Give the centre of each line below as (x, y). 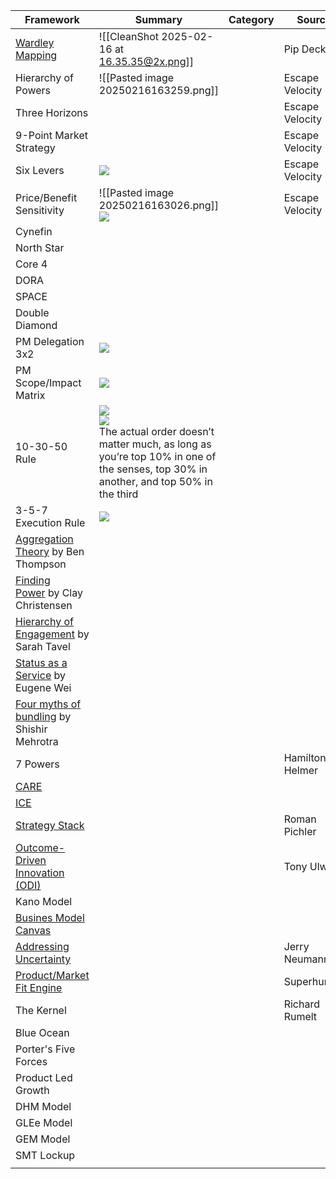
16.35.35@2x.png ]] (146, 61)
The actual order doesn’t (156, 431)
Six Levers (40, 170)
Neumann (306, 959)
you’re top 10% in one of (157, 456)
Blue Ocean (42, 1032)
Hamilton (305, 757)
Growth (32, 1090)
